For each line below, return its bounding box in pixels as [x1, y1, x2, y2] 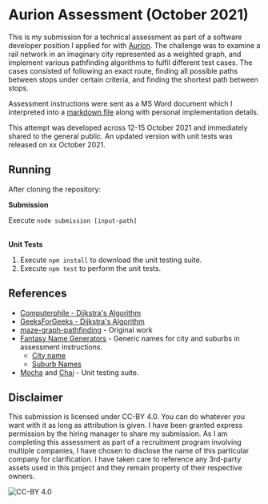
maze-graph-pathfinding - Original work [19, 325, 154, 334]
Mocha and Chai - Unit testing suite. [19, 367, 139, 377]
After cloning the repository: [8, 184, 102, 194]
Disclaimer [8, 390, 63, 404]
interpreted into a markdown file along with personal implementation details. [8, 107, 259, 117]
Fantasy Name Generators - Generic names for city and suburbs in [19, 333, 240, 343]
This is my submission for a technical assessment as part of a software [8, 32, 242, 42]
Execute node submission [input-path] [8, 215, 138, 225]
